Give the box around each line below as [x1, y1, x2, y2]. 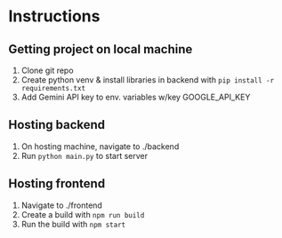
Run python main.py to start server [20, 150, 149, 161]
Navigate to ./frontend [20, 200, 103, 210]
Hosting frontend [8, 176, 106, 192]
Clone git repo [20, 65, 74, 75]
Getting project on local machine [8, 42, 193, 57]
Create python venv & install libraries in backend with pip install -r [20, 75, 275, 85]
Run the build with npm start [20, 218, 126, 229]
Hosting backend [8, 117, 106, 132]
